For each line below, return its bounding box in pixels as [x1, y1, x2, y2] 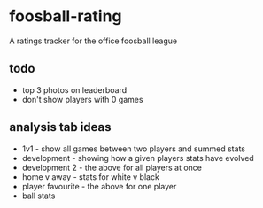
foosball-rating [9, 6, 122, 27]
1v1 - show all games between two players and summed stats [21, 143, 246, 154]
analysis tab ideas [9, 119, 112, 135]
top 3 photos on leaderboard [21, 84, 128, 95]
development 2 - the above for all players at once [21, 162, 202, 173]
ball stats [21, 190, 56, 201]
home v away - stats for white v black [21, 171, 159, 182]
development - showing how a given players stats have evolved [21, 152, 254, 163]
